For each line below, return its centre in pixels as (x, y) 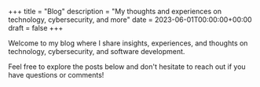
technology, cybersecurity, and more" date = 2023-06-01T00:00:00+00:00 (130, 20)
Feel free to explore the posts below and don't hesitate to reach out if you (127, 67)
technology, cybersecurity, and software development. (97, 51)
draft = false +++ (36, 28)
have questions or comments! (56, 75)
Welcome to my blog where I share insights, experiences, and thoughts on (128, 43)
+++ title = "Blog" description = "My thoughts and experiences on (115, 11)
